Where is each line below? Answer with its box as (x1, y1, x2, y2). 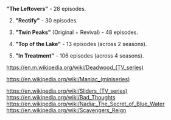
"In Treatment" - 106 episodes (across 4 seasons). (15, 52, 144, 59)
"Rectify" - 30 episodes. (15, 17, 78, 24)
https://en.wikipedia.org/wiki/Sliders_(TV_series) (6, 87, 128, 95)
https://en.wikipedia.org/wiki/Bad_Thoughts (6, 94, 116, 101)
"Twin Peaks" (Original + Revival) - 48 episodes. (15, 28, 139, 36)
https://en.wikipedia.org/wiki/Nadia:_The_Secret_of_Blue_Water (6, 100, 165, 107)
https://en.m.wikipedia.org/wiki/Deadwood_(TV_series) (6, 64, 144, 71)
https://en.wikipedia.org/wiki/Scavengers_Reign (6, 107, 127, 114)
